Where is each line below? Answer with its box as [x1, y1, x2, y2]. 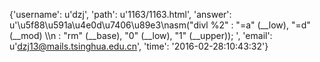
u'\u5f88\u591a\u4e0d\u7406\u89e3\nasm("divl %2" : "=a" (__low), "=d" [9, 19, 311, 31]
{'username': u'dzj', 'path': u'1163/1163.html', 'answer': [9, 9, 232, 20]
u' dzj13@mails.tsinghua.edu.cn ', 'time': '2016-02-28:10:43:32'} [9, 40, 269, 52]
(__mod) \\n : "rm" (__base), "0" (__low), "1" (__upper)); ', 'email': [9, 30, 273, 41]
